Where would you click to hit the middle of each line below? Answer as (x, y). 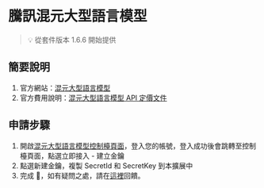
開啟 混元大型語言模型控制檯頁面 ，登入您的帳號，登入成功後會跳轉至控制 (138, 146)
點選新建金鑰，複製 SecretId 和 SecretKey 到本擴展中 (106, 165)
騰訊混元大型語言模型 (78, 16)
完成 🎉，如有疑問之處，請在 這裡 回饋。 (82, 175)
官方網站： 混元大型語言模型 (65, 87)
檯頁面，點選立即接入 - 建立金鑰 (72, 155)
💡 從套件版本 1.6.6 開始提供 (72, 40)
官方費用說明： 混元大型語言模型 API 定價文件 (94, 98)
